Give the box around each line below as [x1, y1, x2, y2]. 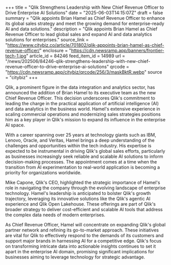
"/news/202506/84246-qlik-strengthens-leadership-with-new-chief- [5, 58, 151, 64]
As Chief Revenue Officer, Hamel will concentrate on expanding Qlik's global [5, 222, 166, 227]
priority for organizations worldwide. [5, 170, 82, 176]
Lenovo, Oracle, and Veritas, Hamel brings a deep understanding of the [5, 137, 155, 143]
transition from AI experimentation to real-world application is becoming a [5, 164, 160, 170]
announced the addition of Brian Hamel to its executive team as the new [5, 90, 156, 95]
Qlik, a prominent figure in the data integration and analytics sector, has [5, 84, 155, 90]
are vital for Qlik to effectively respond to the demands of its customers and [5, 233, 164, 238]
